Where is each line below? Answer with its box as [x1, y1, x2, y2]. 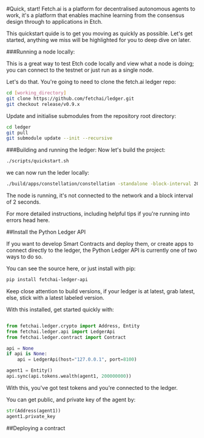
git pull [6, 130, 29, 136]
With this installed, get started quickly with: [6, 305, 114, 313]
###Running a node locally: [6, 48, 75, 55]
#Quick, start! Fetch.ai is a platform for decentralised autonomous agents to [6, 5, 195, 12]
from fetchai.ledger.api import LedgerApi [6, 328, 115, 335]
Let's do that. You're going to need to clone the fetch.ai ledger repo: [6, 78, 176, 85]
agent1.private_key [6, 413, 56, 419]
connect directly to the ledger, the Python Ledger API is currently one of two [6, 246, 197, 254]
